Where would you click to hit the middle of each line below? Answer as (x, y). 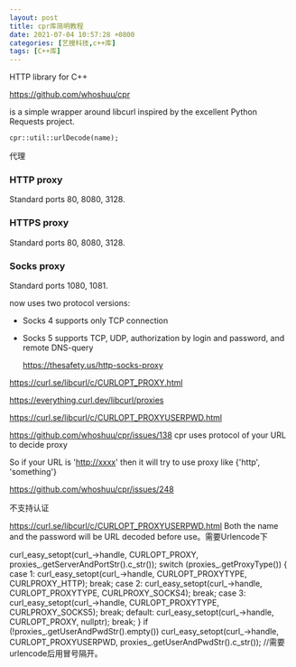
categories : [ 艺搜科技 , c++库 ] (63, 43)
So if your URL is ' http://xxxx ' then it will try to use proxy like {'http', (134, 462)
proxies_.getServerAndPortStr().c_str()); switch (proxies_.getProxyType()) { (148, 564)
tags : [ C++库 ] (35, 51)
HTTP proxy (36, 180)
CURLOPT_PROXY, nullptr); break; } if (79, 622)
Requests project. (42, 122)
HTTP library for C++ (49, 77)
